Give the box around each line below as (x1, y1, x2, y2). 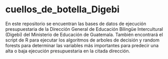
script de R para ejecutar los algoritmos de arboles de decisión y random (5, 37, 160, 43)
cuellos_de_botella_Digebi (5, 4, 120, 15)
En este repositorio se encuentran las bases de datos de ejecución (5, 21, 146, 27)
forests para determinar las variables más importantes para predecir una (5, 42, 159, 48)
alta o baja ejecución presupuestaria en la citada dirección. (5, 48, 130, 54)
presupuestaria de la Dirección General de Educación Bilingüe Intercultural (5, 26, 163, 32)
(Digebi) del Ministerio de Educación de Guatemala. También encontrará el (5, 31, 163, 37)
